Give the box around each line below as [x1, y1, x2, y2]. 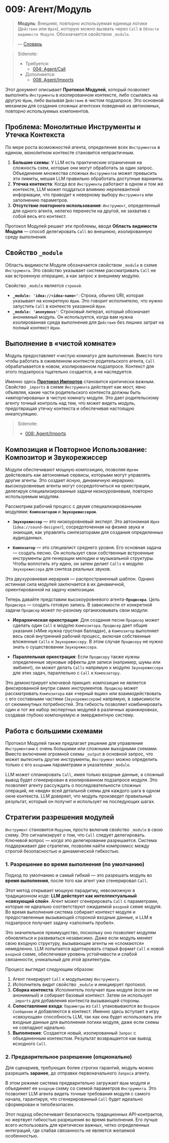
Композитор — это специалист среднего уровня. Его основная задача [12, 545, 161, 551]
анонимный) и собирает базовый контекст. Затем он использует [12, 992, 152, 999]
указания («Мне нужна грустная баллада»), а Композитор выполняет [12, 628, 159, 634]
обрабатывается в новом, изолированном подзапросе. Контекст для [5, 363, 154, 369]
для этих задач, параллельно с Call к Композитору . [12, 670, 121, 676]
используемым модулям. [5, 493, 60, 500]
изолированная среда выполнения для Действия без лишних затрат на [12, 319, 164, 325]
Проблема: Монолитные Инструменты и [5, 123, 141, 131]
